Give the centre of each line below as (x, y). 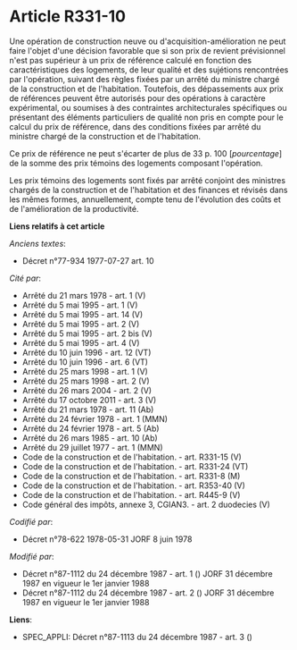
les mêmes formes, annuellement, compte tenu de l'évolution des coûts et (145, 199)
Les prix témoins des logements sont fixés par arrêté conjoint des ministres (148, 180)
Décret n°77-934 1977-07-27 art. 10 (88, 260)
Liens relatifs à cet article (57, 226)
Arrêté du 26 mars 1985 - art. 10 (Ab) (90, 438)
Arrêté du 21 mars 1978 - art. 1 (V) (84, 295)
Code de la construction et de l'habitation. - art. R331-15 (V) (132, 457)
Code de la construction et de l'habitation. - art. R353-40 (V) (133, 485)
